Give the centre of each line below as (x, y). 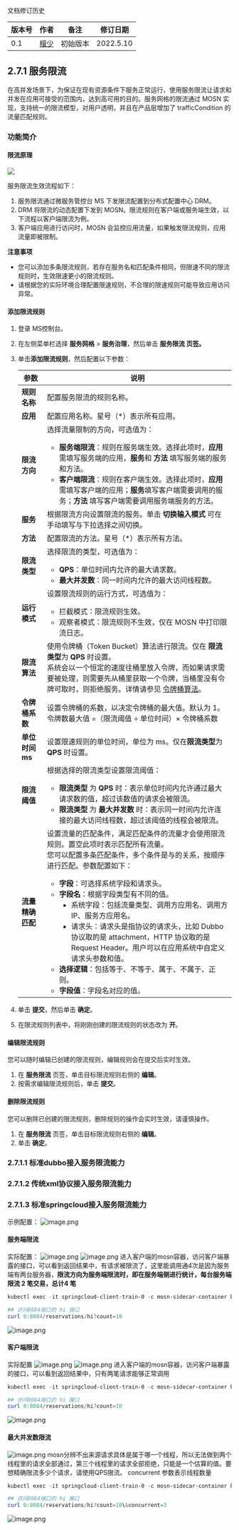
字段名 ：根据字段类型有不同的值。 (116, 894)
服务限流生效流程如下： (42, 186)
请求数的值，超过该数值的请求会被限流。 (127, 799)
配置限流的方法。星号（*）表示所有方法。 (117, 539)
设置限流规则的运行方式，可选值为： (107, 594)
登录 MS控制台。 (42, 329)
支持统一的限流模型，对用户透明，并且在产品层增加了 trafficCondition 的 (125, 107)
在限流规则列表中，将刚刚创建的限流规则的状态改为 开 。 (100, 1025)
